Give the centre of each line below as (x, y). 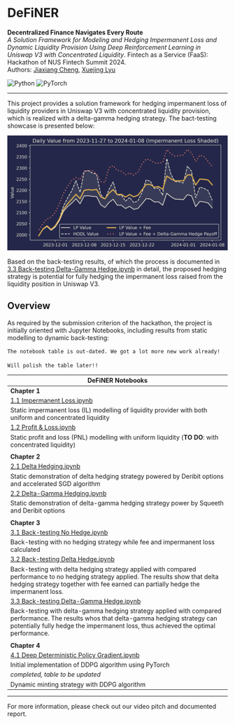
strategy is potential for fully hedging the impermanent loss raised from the (115, 277)
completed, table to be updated (56, 675)
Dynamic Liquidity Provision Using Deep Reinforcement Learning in (104, 47)
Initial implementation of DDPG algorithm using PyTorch (90, 665)
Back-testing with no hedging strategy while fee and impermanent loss (113, 542)
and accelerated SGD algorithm (55, 483)
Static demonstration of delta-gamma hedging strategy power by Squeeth (117, 503)
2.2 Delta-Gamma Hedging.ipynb (58, 493)
